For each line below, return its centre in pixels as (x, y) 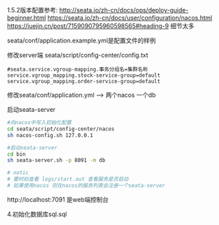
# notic (18, 173)
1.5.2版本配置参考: (33, 10)
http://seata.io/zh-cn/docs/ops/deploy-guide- (124, 10)
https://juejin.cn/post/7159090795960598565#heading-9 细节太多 (101, 26)
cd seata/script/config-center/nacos (61, 129)
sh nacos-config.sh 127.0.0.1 (50, 135)
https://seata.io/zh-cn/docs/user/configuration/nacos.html (130, 18)
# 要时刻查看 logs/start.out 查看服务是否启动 (68, 179)
